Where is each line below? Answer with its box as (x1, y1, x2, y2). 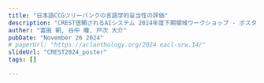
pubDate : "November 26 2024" (8, 33, 104, 42)
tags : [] (8, 56, 37, 64)
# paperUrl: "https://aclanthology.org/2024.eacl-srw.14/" (8, 41, 206, 49)
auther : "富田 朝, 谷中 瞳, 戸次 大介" (8, 26, 128, 34)
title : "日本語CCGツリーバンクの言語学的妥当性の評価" (8, 11, 169, 20)
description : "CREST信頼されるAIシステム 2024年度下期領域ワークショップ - (8, 19, 236, 27)
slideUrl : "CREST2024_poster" (8, 48, 108, 56)
